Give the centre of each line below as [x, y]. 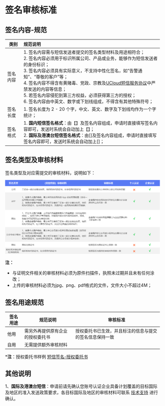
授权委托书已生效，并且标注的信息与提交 [116, 331]
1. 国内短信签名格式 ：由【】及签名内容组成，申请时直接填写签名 [89, 123]
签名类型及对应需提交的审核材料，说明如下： [50, 172]
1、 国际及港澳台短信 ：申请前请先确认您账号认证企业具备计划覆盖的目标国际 [81, 386]
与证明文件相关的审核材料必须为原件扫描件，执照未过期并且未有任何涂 [83, 273]
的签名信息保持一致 [95, 337]
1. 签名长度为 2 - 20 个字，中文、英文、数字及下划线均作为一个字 [90, 109]
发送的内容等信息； [47, 89]
